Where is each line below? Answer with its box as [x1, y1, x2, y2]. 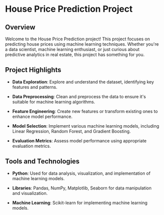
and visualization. [12, 190, 48, 196]
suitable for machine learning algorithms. [12, 99, 96, 105]
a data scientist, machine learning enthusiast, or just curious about [5, 47, 140, 52]
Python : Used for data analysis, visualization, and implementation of [12, 170, 151, 176]
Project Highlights [5, 66, 61, 74]
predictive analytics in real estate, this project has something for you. [5, 52, 145, 57]
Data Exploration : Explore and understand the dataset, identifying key [12, 79, 154, 84]
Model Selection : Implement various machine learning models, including [12, 123, 160, 129]
